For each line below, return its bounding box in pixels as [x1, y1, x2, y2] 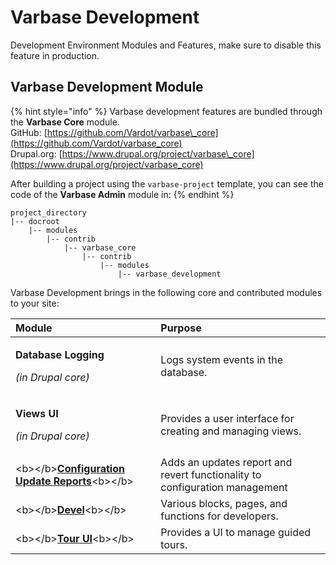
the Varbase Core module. [10, 116, 120, 128]
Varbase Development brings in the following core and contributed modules [10, 286, 323, 298]
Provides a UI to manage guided [160, 525, 312, 539]
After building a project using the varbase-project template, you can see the [10, 177, 324, 190]
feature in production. [10, 49, 100, 61]
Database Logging [15, 347, 105, 361]
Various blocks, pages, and [160, 496, 288, 510]
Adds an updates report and [160, 455, 293, 469]
